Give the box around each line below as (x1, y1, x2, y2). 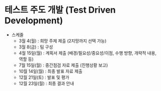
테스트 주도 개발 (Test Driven (4, 4, 116, 16)
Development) (4, 15, 64, 26)
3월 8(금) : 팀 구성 (18, 44, 53, 50)
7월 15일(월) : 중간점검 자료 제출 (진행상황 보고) (18, 62, 108, 68)
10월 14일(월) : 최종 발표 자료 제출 (18, 68, 83, 74)
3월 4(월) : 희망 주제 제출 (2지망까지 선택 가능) (18, 37, 107, 44)
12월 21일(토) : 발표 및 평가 (18, 74, 70, 80)
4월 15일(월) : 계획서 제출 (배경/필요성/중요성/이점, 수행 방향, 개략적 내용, (18, 50, 157, 56)
